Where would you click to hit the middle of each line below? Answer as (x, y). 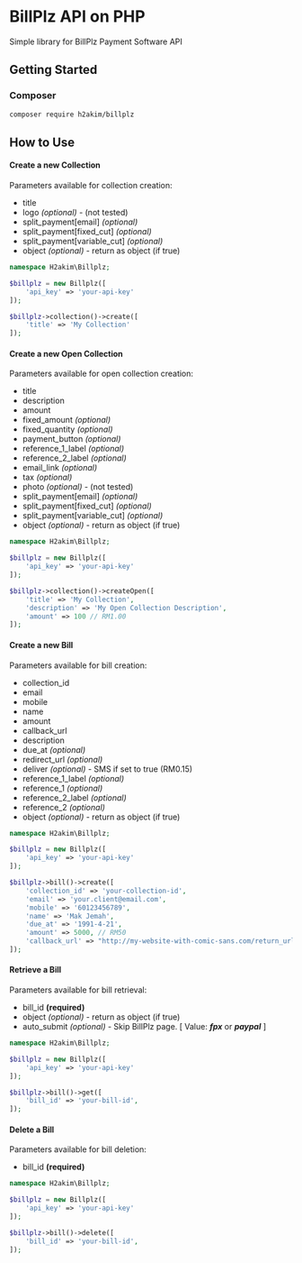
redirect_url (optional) (62, 759)
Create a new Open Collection (66, 353)
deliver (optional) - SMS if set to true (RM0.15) (107, 769)
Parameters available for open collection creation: (102, 374)
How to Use (42, 142)
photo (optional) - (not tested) (78, 487)
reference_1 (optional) (62, 788)
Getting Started (53, 70)
